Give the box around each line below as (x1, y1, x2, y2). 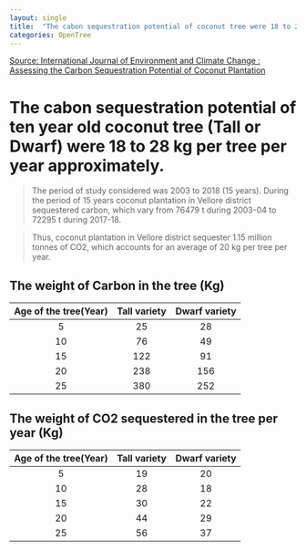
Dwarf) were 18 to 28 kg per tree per (9, 136, 287, 156)
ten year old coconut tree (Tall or (9, 116, 261, 137)
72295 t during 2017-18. (31, 214, 122, 225)
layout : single (9, 13, 67, 23)
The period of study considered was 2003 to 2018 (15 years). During (31, 185, 290, 196)
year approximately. (9, 155, 165, 176)
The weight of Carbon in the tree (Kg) (9, 277, 225, 293)
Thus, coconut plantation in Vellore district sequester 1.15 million (31, 232, 272, 243)
